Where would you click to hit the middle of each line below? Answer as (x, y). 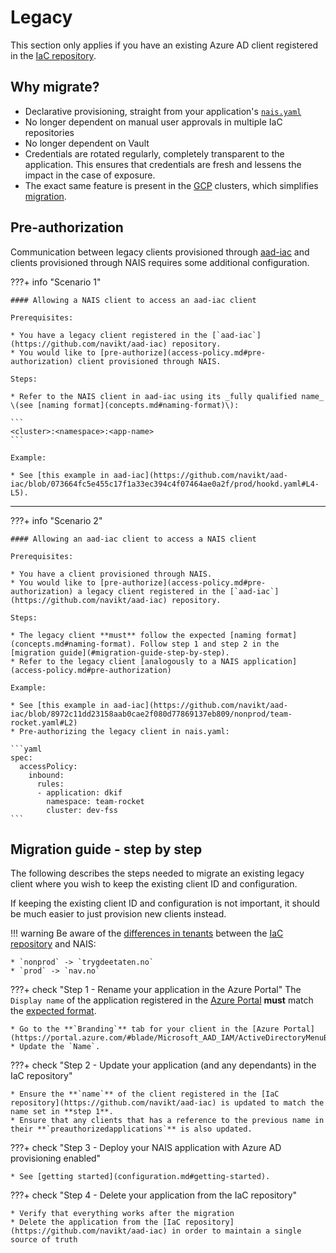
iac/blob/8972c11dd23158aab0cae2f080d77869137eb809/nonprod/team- (151, 714)
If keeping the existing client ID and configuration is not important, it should (165, 903)
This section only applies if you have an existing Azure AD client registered (164, 45)
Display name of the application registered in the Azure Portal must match (162, 1000)
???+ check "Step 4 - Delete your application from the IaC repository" (154, 1195)
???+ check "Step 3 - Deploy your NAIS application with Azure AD (146, 1148)
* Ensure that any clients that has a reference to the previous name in (167, 1121)
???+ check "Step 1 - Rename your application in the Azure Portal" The (156, 990)
